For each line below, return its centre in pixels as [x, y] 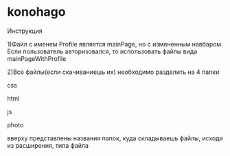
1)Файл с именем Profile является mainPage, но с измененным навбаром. [115, 44]
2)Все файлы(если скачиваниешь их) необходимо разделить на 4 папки [113, 72]
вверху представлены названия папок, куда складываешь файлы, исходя [115, 138]
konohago [36, 12]
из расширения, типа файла [48, 145]
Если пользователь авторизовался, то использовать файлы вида [102, 51]
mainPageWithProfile [37, 58]
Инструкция [25, 31]
